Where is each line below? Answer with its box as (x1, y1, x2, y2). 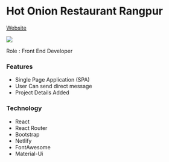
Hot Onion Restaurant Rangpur (6, 4, 163, 18)
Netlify (14, 137, 32, 144)
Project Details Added (14, 89, 69, 96)
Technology (6, 104, 42, 112)
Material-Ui (14, 150, 43, 157)
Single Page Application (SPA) (14, 76, 90, 83)
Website (6, 24, 27, 31)
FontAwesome (14, 143, 51, 151)
